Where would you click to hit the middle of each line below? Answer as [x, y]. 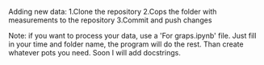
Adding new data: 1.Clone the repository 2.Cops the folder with [113, 12]
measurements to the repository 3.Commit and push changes [110, 20]
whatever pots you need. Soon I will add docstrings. [95, 53]
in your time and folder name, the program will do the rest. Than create [126, 44]
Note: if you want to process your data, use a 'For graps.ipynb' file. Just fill [132, 36]
